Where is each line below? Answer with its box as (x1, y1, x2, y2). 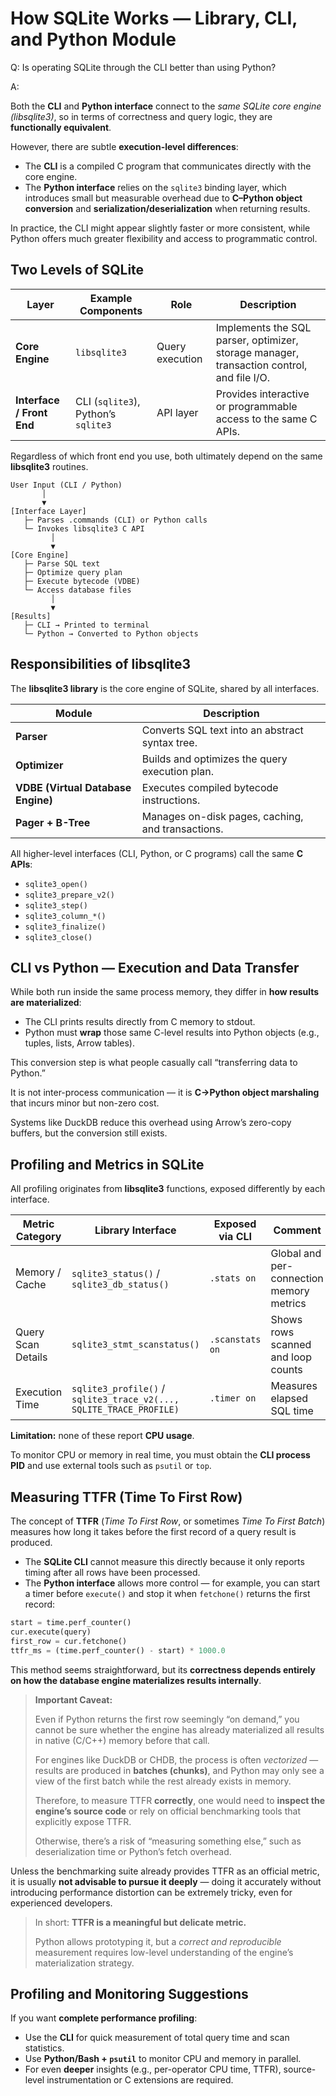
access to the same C (215, 412, 318, 426)
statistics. (24, 2042, 65, 2054)
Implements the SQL (215, 320, 312, 334)
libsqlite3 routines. (10, 460, 89, 472)
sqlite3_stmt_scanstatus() (71, 1339, 200, 1351)
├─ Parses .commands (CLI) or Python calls (23, 515, 208, 525)
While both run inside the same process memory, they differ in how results (10, 986, 320, 998)
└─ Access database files (23, 585, 132, 595)
